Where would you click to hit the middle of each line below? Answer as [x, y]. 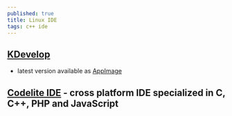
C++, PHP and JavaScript [63, 103]
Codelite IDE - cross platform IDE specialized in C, [116, 93]
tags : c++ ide [28, 26]
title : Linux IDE [32, 20]
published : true [30, 13]
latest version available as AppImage [70, 71]
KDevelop [29, 54]
